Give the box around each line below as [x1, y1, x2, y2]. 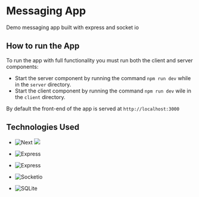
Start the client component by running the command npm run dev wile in [14, 87, 192, 94]
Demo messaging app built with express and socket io [6, 24, 139, 31]
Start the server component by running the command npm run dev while [14, 74, 191, 81]
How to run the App [6, 41, 80, 51]
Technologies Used [6, 122, 79, 132]
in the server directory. [14, 81, 71, 88]
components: [6, 63, 39, 70]
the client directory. [14, 93, 66, 100]
